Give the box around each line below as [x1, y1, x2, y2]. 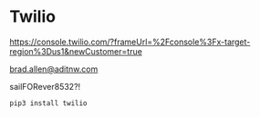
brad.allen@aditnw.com [9, 63, 99, 74]
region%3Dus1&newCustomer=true [9, 45, 143, 56]
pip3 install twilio [9, 98, 88, 108]
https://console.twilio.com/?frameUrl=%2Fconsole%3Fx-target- [9, 36, 251, 47]
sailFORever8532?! [9, 81, 81, 92]
